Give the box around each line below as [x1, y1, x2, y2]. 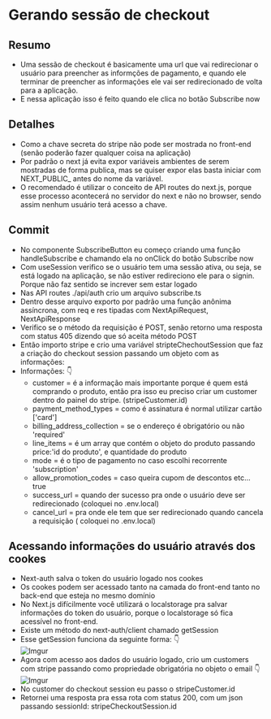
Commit [8, 223, 50, 237]
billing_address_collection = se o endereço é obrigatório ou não [32, 421, 245, 431]
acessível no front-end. [19, 617, 99, 626]
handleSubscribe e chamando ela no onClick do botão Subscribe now [19, 253, 254, 263]
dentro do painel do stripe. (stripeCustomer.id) [32, 395, 188, 405]
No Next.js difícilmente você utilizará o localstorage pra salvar [19, 600, 228, 609]
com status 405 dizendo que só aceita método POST [19, 331, 197, 340]
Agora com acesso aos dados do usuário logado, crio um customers [19, 655, 249, 665]
